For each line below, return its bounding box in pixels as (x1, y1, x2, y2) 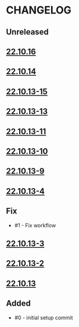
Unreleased (6, 27, 49, 37)
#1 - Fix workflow (14, 222, 56, 229)
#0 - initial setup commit (14, 314, 73, 321)
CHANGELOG (6, 4, 71, 17)
